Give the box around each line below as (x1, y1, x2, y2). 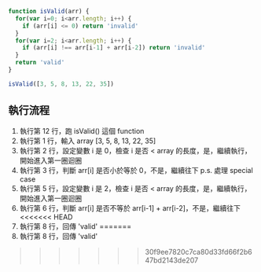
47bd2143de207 (145, 255, 199, 265)
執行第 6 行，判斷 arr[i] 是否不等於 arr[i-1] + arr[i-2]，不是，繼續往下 (19, 203, 241, 212)
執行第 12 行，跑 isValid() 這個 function (19, 126, 145, 135)
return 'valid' (15, 59, 65, 67)
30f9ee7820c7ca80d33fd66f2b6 (145, 247, 253, 256)
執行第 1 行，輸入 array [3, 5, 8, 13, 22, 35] (19, 136, 156, 145)
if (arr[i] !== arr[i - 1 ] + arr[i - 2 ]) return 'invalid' (22, 44, 206, 52)
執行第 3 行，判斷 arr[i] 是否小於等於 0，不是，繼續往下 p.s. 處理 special (19, 165, 253, 175)
